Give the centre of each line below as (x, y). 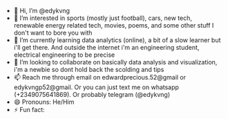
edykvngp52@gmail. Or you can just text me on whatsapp (96, 87)
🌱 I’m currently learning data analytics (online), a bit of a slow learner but (117, 40)
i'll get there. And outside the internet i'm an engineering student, (106, 47)
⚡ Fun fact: (29, 110)
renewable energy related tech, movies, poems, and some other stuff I (114, 25)
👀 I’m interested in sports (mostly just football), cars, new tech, (103, 18)
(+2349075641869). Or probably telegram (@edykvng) (92, 94)
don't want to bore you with (53, 33)
